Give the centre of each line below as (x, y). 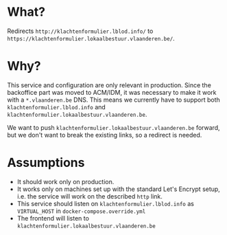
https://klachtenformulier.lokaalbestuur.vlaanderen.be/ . (91, 38)
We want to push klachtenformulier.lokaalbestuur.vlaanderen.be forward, (114, 127)
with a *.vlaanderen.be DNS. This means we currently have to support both (114, 100)
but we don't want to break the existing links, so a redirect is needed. (105, 135)
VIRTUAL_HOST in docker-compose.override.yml (81, 211)
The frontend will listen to (53, 218)
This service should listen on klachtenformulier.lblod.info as (105, 203)
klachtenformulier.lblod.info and (57, 107)
